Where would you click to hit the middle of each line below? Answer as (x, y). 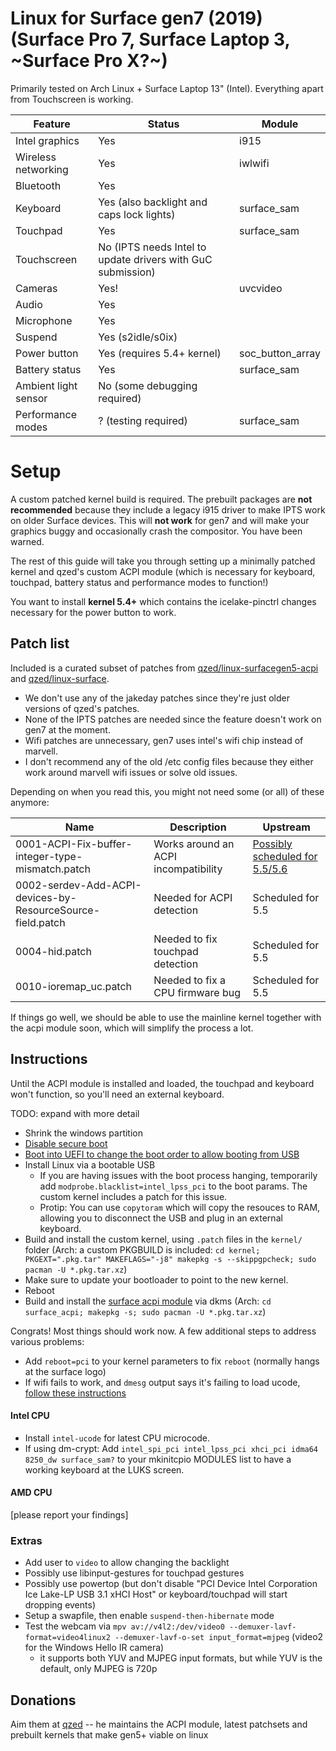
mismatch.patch (53, 869)
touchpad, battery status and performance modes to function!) (139, 582)
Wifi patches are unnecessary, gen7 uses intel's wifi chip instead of (164, 740)
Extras (26, 1540)
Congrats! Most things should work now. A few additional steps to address (163, 1331)
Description (198, 827)
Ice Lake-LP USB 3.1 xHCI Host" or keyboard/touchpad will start (156, 1594)
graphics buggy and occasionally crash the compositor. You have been (156, 531)
